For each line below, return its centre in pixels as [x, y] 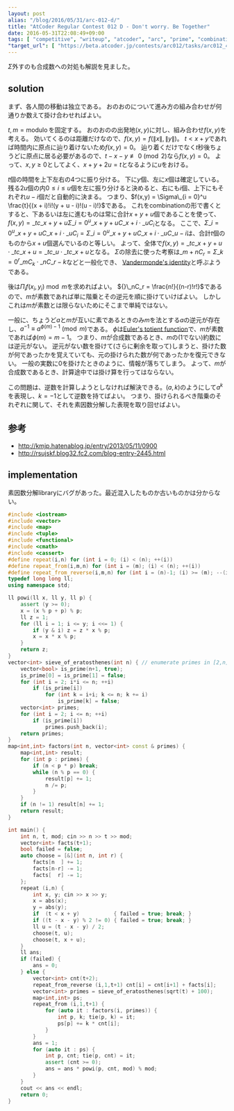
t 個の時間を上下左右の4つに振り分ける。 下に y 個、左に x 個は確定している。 [115, 179]
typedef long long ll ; [41, 579]
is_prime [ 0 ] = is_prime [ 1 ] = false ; [74, 675]
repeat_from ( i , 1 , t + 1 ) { [69, 1004]
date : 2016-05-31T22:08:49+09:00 [56, 33]
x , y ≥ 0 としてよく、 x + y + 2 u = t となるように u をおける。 [109, 165]
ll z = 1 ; [35, 617]
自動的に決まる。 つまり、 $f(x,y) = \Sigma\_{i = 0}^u [131, 197]
